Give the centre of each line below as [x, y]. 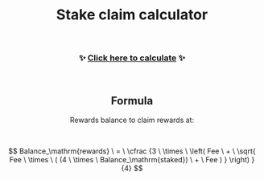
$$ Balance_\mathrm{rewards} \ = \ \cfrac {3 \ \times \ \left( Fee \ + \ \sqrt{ [132, 151]
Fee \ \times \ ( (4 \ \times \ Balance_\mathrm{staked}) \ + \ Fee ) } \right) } [132, 160]
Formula [132, 101]
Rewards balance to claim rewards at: [132, 120]
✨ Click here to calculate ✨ [132, 58]
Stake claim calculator [132, 15]
